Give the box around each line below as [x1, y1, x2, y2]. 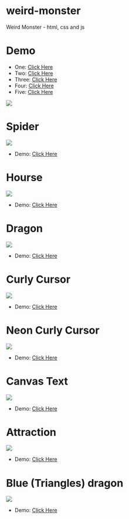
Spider [6, 120, 39, 133]
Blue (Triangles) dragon [6, 476, 124, 490]
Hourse [6, 171, 43, 184]
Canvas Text [6, 374, 69, 388]
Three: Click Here [14, 76, 57, 83]
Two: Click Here [14, 69, 53, 77]
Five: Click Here [14, 88, 53, 95]
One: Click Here [14, 63, 53, 70]
